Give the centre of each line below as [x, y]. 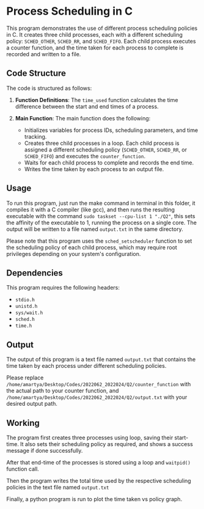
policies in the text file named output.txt [58, 487]
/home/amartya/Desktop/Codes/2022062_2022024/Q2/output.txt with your [97, 397]
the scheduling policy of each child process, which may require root [92, 247]
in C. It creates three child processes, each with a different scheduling [95, 34]
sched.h [25, 320]
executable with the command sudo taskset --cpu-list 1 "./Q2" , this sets [101, 216]
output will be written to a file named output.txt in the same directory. [95, 229]
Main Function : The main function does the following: [83, 118]
